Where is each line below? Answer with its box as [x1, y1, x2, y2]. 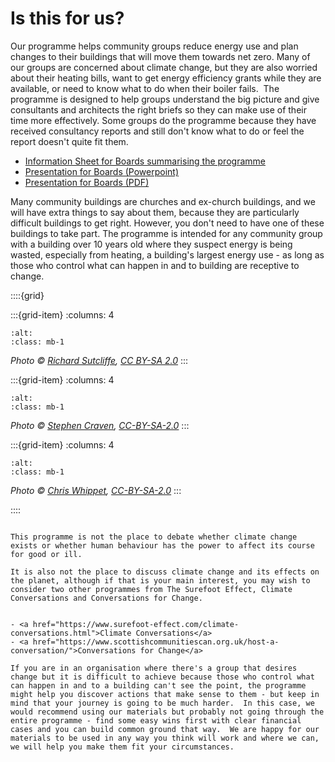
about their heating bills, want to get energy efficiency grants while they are [10, 72, 322, 84]
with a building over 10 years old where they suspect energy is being [10, 238, 293, 250]
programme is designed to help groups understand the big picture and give [10, 93, 320, 105]
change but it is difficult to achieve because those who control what [10, 672, 315, 682]
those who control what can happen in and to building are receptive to [10, 259, 300, 271]
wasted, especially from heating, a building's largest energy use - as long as [10, 248, 325, 261]
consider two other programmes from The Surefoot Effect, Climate [10, 584, 293, 594]
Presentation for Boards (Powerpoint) [24, 165, 179, 177]
